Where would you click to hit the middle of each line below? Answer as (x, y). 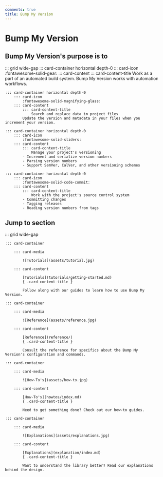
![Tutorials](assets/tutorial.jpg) (59, 261)
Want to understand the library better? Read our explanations (88, 466)
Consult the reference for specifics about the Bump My (80, 350)
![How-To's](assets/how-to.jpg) (55, 380)
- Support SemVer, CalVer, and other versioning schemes (81, 165)
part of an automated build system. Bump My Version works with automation (82, 78)
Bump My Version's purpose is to (56, 56)
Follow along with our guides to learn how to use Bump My (84, 290)
